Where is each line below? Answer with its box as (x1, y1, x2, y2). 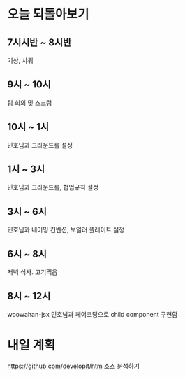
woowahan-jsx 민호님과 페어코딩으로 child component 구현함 (7, 310, 178, 318)
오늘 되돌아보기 (7, 6, 89, 22)
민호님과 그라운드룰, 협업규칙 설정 (7, 183, 99, 192)
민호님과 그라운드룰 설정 (7, 141, 73, 149)
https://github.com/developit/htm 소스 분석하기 (7, 362, 140, 370)
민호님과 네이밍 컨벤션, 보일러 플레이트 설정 (7, 225, 125, 234)
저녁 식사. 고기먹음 (7, 268, 58, 276)
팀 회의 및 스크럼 (7, 99, 52, 107)
